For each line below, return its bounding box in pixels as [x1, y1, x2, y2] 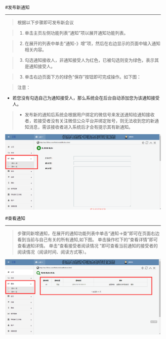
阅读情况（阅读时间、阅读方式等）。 [17, 249, 89, 255]
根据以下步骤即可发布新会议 [17, 19, 74, 25]
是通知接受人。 [24, 63, 55, 69]
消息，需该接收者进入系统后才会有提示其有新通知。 [29, 124, 133, 130]
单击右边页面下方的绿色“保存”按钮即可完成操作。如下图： [24, 74, 141, 80]
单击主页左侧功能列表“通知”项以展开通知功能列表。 [24, 30, 128, 36]
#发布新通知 [5, 4, 30, 10]
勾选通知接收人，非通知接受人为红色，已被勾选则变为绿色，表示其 [24, 57, 159, 63]
